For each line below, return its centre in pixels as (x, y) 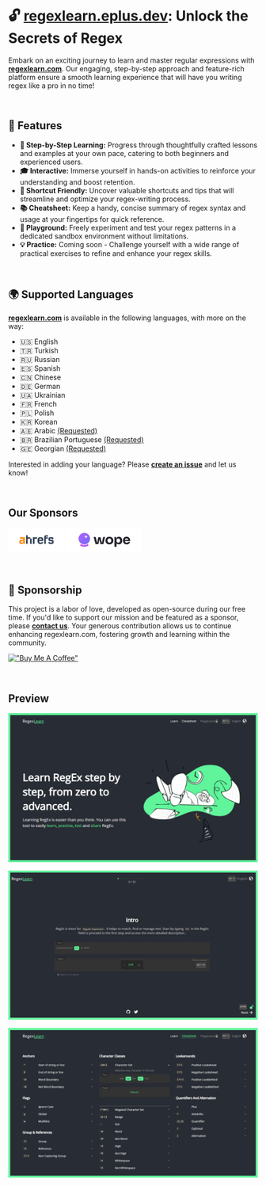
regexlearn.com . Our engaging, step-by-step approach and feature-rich (127, 68)
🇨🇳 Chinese (40, 377)
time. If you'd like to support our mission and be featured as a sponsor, (123, 618)
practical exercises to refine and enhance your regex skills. (116, 253)
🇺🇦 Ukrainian (42, 395)
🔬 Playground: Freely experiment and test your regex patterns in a (127, 227)
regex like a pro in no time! (51, 86)
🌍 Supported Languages (71, 295)
